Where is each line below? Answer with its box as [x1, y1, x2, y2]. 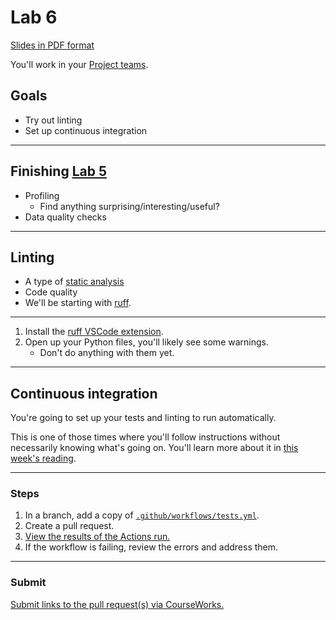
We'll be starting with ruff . [24, 297, 132, 309]
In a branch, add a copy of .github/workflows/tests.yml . [24, 509, 260, 521]
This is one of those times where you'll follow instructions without [10, 431, 281, 443]
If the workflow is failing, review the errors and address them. [24, 541, 279, 553]
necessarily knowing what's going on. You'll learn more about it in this [10, 442, 299, 454]
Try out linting [24, 114, 83, 126]
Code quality [24, 286, 78, 298]
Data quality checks [24, 211, 107, 223]
